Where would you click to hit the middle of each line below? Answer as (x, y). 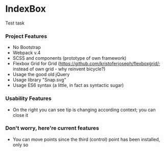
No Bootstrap (27, 47)
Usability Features (29, 98)
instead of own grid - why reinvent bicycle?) (59, 69)
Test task (15, 23)
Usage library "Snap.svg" (39, 80)
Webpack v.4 (27, 53)
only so (20, 145)
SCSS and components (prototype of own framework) (69, 58)
